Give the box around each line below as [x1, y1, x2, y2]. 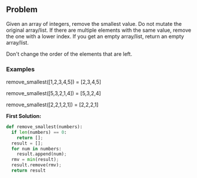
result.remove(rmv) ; [11, 162, 62, 168]
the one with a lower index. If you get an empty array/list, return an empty [6, 32, 184, 40]
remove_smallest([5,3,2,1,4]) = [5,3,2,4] [6, 90, 101, 97]
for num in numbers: [11, 146, 62, 152]
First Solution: [6, 113, 42, 120]
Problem [6, 5, 38, 15]
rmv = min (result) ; [11, 157, 59, 163]
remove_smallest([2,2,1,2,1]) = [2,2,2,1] [6, 101, 99, 108]
